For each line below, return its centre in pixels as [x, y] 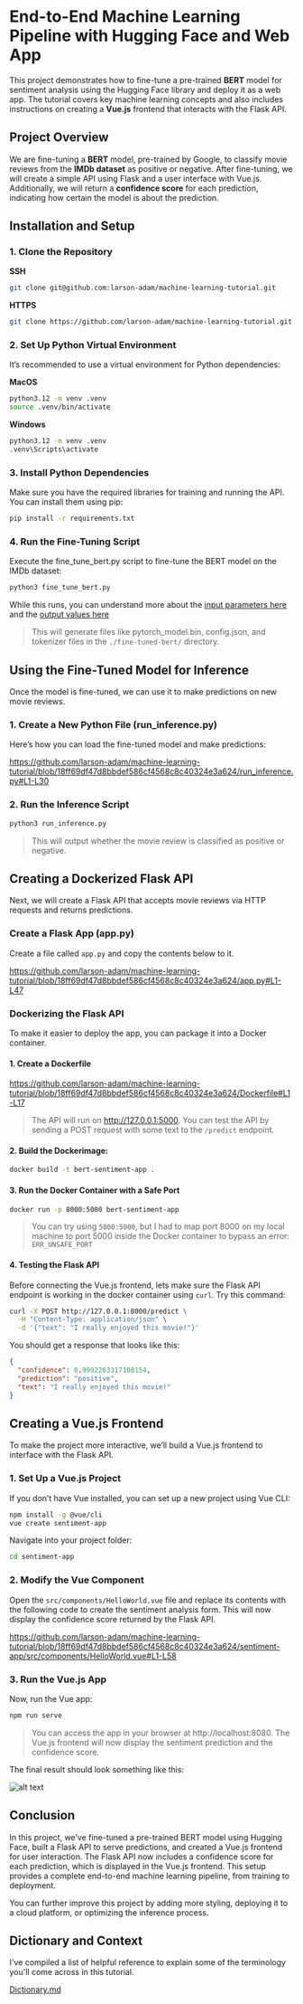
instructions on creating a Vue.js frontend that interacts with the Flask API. [148, 109]
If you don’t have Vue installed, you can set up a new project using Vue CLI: [150, 1498]
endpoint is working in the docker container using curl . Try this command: [147, 1294]
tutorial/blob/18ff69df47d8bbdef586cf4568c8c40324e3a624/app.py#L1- [146, 980]
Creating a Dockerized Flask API [101, 879]
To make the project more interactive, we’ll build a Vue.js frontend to [136, 1445]
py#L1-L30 [29, 781]
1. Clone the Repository [61, 252]
